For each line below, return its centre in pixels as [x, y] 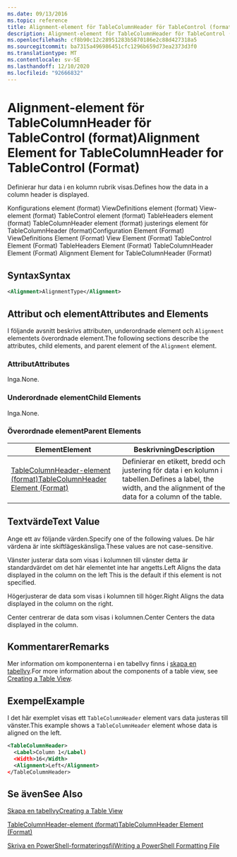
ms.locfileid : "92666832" [45, 73]
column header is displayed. [48, 195]
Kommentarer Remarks [58, 647]
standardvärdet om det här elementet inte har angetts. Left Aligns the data [114, 567]
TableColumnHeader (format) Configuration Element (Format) [96, 231]
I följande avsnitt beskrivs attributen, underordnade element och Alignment [116, 330]
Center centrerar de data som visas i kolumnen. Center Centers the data [111, 617]
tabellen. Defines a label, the [168, 479]
